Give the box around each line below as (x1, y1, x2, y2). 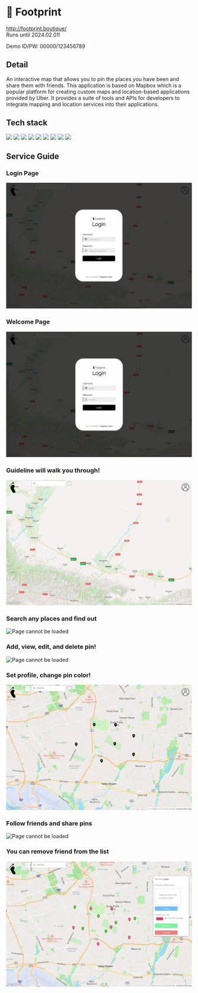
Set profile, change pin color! (6, 671, 91, 679)
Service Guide (6, 151, 60, 161)
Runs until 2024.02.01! (6, 31, 61, 38)
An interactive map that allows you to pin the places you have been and (6, 75, 180, 82)
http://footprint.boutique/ (6, 25, 67, 32)
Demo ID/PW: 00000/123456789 (6, 43, 85, 50)
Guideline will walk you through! (6, 466, 100, 474)
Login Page (6, 169, 39, 177)
